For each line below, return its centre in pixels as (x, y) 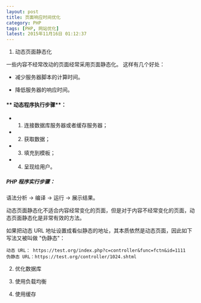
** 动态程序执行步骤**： (36, 105)
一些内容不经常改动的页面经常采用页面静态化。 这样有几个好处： (86, 65)
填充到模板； (39, 153)
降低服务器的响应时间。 (44, 90)
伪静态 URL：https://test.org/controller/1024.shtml (71, 257)
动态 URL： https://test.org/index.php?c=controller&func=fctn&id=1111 (96, 251)
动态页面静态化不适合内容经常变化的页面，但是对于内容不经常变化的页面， (98, 210)
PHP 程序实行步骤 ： (31, 181)
